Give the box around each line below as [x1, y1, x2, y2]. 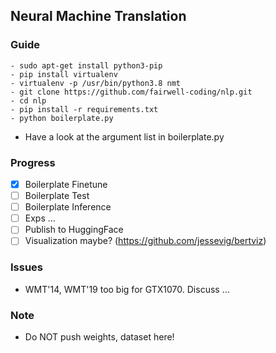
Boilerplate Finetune [24, 178, 108, 190]
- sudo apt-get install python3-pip [10, 60, 163, 71]
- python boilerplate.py [10, 113, 114, 123]
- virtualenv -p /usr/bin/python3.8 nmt [10, 78, 182, 88]
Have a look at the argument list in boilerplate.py [24, 130, 225, 143]
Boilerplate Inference [24, 201, 112, 213]
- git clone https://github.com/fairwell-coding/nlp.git [10, 87, 253, 97]
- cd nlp [10, 95, 47, 106]
